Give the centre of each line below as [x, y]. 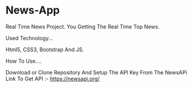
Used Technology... [29, 38]
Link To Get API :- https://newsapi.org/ [53, 79]
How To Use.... [24, 61]
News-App [33, 10]
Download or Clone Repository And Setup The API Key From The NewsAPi [96, 72]
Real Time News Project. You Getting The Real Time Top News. [83, 27]
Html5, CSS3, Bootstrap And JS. [45, 49]
